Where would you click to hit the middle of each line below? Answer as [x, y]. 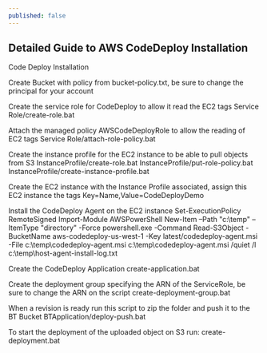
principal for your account [51, 91]
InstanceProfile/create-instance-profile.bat [79, 172]
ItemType [24, 228]
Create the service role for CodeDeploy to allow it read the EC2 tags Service [134, 107]
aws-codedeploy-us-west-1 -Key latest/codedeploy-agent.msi [155, 236]
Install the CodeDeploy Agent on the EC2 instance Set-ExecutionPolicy [125, 211]
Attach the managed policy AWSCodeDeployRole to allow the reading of [127, 131]
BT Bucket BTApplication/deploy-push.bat [77, 317]
